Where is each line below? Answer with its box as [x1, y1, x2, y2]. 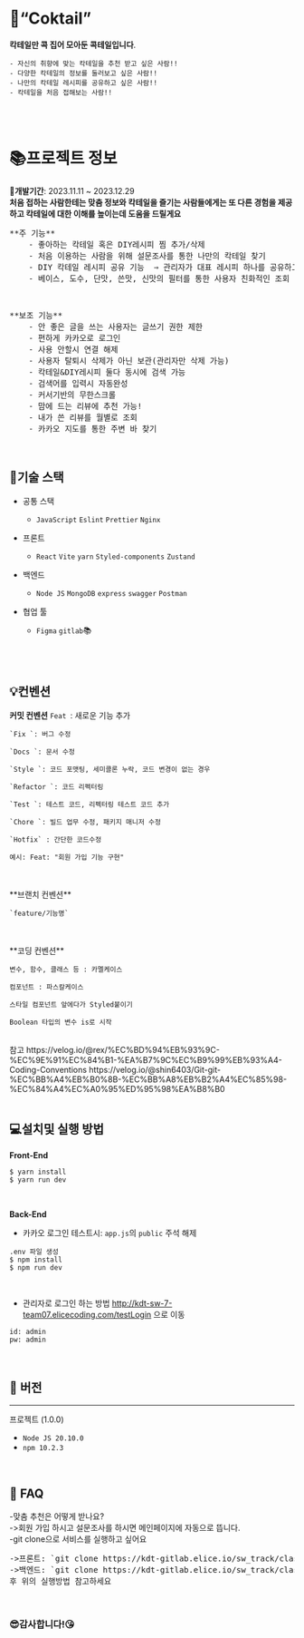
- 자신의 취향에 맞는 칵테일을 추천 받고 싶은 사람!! [9, 59, 178, 68]
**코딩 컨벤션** [9, 945, 65, 956]
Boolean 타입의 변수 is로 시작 [9, 1018, 112, 1027]
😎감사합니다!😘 [9, 1618, 75, 1631]
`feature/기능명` [9, 909, 70, 918]
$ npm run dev [9, 1263, 63, 1272]
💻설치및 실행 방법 [9, 1121, 104, 1136]
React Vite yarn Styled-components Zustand [35, 552, 196, 561]
